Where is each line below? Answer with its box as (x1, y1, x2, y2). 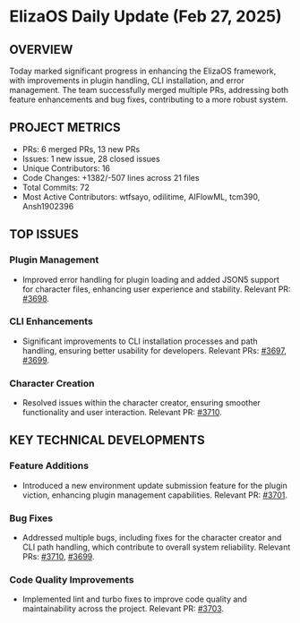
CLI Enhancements (9, 315, 94, 328)
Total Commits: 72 (21, 182, 90, 192)
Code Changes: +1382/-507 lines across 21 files (21, 172, 200, 183)
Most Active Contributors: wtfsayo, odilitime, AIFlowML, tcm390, (21, 191, 261, 202)
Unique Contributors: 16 (21, 163, 110, 174)
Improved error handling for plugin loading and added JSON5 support (21, 274, 280, 285)
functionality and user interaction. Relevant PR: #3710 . (21, 407, 222, 418)
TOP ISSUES (9, 226, 79, 243)
